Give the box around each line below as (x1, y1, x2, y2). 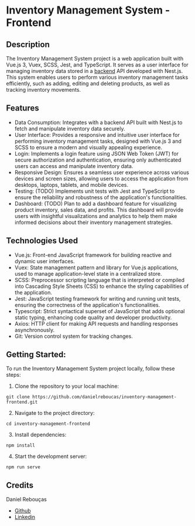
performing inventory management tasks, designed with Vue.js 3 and (14, 138, 182, 145)
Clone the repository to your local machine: (14, 383, 119, 390)
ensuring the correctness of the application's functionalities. (14, 301, 160, 309)
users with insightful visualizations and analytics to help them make (14, 212, 177, 219)
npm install (6, 443, 35, 448)
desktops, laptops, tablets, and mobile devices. (14, 181, 129, 188)
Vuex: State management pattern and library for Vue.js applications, (14, 264, 179, 271)
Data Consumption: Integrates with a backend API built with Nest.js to (14, 119, 183, 126)
